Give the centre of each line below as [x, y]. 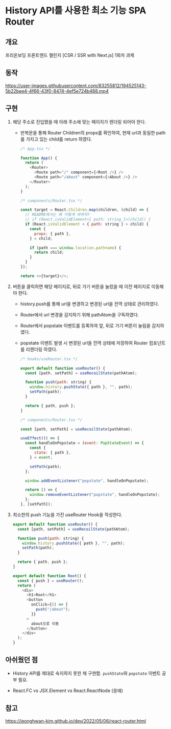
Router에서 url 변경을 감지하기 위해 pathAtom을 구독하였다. [80, 315]
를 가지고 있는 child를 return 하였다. [56, 139]
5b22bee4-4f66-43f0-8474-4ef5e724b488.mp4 [57, 91]
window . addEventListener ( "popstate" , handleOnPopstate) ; [87, 481]
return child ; [49, 252]
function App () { [39, 158]
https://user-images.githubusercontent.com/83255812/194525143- [76, 86]
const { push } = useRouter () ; [51, 581]
